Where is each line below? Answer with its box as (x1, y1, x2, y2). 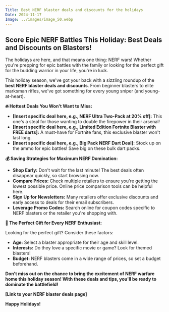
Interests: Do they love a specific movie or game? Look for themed (12, 245, 152, 251)
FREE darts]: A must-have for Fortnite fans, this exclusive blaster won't (12, 129, 160, 135)
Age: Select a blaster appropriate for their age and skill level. (12, 239, 139, 245)
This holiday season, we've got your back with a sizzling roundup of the (5, 77, 155, 83)
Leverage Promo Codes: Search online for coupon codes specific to (12, 205, 155, 211)
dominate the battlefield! (5, 281, 59, 288)
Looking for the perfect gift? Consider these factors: (5, 230, 114, 236)
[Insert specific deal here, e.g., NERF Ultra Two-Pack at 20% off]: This (12, 113, 162, 119)
